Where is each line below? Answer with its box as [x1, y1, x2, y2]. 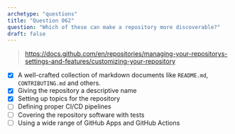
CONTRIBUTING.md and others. [17, 79, 101, 87]
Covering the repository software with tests [17, 111, 145, 119]
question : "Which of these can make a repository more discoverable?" [7, 23, 221, 30]
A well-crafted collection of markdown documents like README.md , [17, 71, 209, 79]
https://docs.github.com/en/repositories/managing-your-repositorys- [24, 50, 228, 58]
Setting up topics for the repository [17, 94, 121, 103]
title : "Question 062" [7, 17, 75, 24]
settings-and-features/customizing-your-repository [24, 57, 176, 66]
